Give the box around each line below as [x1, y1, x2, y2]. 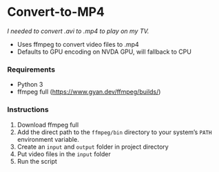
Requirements [7, 65, 56, 74]
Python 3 [17, 80, 43, 89]
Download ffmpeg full [17, 120, 79, 129]
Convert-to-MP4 [7, 4, 105, 20]
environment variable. [17, 135, 79, 143]
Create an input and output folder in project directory [17, 142, 169, 151]
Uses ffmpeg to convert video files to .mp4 [17, 40, 139, 48]
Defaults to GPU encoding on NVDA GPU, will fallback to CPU [17, 47, 191, 56]
